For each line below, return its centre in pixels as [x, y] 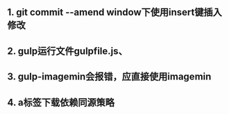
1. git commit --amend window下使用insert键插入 [114, 12]
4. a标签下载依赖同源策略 [61, 102]
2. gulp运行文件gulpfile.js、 [67, 51]
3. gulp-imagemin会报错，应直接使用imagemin [109, 77]
